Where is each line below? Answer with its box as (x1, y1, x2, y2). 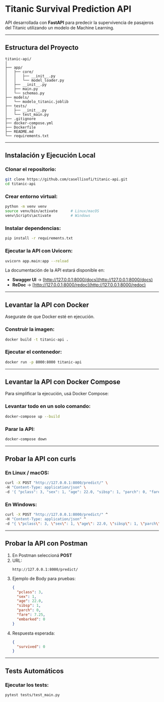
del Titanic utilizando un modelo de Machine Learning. (5, 24, 115, 30)
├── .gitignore (5, 116, 36, 121)
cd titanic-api (5, 182, 36, 187)
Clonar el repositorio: (5, 166, 57, 173)
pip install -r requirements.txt (5, 236, 73, 241)
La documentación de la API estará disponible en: (5, 267, 105, 273)
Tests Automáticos (5, 667, 64, 675)
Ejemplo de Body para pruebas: (12, 575, 76, 581)
